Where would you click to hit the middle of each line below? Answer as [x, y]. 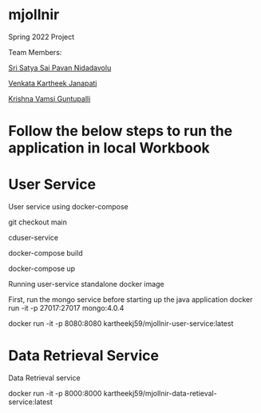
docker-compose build [45, 253]
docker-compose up [42, 268]
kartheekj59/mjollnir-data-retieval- [160, 393]
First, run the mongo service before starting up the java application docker [130, 300]
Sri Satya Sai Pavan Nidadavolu [60, 68]
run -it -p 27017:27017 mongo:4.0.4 [66, 308]
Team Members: [35, 52]
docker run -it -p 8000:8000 [55, 393]
